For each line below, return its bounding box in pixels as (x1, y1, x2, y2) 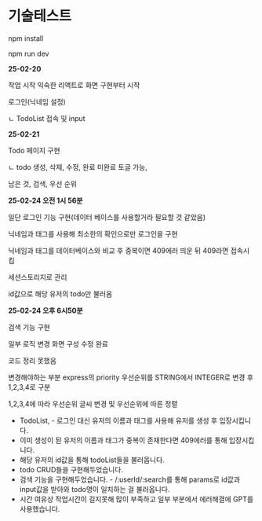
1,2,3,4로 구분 (8, 382, 51, 391)
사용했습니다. (19, 504, 60, 513)
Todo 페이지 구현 (8, 145, 60, 155)
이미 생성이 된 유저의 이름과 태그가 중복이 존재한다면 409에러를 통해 (19, 435, 227, 445)
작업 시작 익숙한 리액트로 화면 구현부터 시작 (8, 80, 140, 90)
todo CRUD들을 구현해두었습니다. (19, 464, 124, 474)
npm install (8, 33, 44, 43)
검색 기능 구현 (8, 322, 51, 332)
